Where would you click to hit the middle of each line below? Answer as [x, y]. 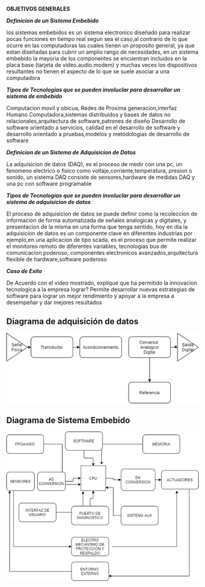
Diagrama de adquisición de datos [72, 322]
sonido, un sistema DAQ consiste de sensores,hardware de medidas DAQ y [101, 177]
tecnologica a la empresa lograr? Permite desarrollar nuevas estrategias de [101, 289]
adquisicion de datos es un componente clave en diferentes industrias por [99, 233]
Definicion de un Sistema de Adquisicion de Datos [71, 152]
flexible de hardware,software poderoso [57, 259]
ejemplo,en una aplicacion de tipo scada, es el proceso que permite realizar [102, 240]
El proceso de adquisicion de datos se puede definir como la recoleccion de [102, 214]
